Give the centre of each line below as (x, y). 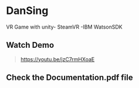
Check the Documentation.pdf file (69, 78)
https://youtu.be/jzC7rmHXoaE (57, 59)
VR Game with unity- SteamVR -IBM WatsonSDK (65, 27)
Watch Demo (30, 45)
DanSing (27, 11)
